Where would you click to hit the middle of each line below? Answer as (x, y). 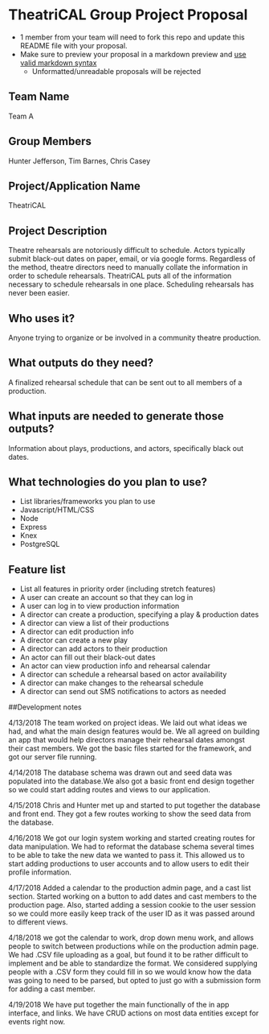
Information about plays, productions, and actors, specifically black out (126, 448)
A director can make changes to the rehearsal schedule (112, 683)
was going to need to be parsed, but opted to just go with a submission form (134, 981)
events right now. (37, 1022)
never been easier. (39, 293)
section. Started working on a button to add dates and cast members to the (132, 896)
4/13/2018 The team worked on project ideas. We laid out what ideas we (128, 723)
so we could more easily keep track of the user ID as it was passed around (132, 914)
